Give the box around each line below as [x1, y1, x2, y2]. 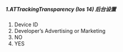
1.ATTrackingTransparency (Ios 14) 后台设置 [5, 5, 116, 13]
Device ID [14, 21, 39, 28]
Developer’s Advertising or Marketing [14, 27, 106, 34]
